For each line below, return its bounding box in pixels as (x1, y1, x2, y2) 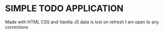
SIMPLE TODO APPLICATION (5, 3, 124, 14)
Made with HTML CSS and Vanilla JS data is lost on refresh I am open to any (5, 19, 159, 25)
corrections (5, 24, 28, 30)
